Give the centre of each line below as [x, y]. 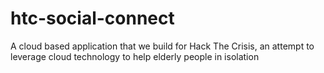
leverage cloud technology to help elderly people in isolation [135, 56]
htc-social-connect [92, 18]
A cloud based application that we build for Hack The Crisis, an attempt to [162, 46]
